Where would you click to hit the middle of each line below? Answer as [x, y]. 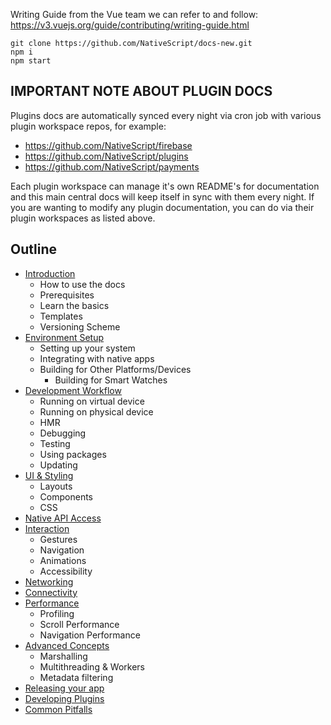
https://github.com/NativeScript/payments [112, 166]
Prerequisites [67, 295]
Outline [33, 249]
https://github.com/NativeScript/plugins [106, 156]
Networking [49, 581]
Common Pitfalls [58, 709]
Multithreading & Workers [92, 666]
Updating [58, 465]
